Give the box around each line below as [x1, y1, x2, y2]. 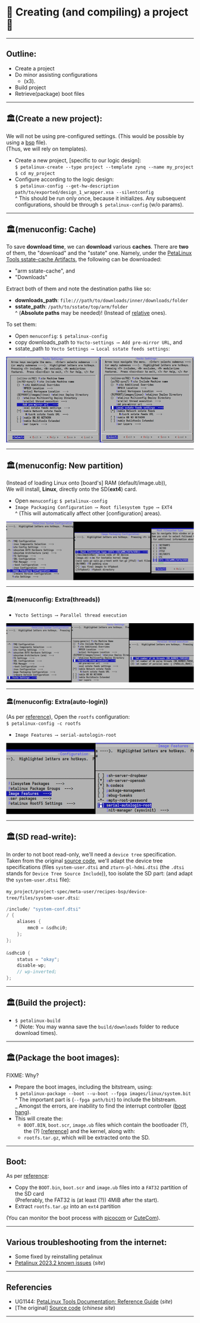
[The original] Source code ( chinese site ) [14, 1305, 115, 1312]
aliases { [17, 919, 42, 925]
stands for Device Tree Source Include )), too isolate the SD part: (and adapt [6, 870, 193, 877]
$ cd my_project [14, 170, 55, 176]
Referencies [6, 1282, 52, 1292]
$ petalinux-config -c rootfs [6, 721, 82, 727]
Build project [14, 83, 46, 91]
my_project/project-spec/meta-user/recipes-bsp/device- [6, 889, 148, 894]
